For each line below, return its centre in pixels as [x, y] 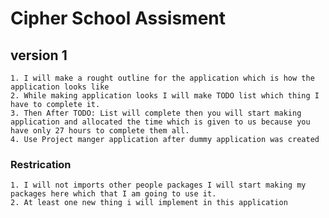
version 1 [39, 55]
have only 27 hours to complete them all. [100, 131]
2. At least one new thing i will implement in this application [149, 203]
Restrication [41, 164]
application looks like [60, 87]
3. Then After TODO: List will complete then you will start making [156, 113]
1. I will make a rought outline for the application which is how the [162, 78]
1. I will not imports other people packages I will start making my [158, 185]
